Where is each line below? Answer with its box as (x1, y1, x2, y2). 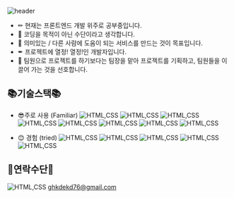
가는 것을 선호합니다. (30, 66, 88, 73)
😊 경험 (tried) (17, 133, 58, 142)
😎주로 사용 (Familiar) (17, 111, 78, 119)
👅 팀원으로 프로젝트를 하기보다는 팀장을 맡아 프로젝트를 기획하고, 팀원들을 (17, 56, 221, 65)
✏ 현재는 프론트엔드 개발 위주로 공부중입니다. (17, 21, 142, 30)
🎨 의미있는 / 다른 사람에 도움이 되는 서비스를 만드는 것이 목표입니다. (17, 39, 204, 47)
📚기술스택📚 (7, 88, 62, 100)
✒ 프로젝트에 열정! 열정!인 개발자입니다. (17, 48, 127, 56)
